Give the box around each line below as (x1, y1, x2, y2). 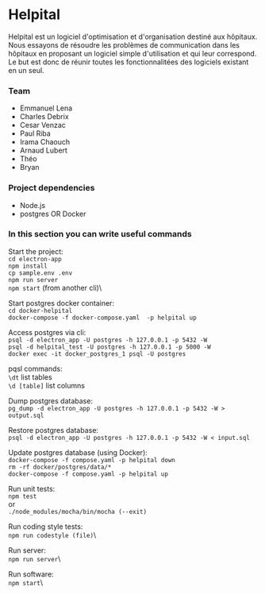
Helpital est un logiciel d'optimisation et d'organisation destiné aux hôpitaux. (8, 32, 258, 41)
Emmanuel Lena (19, 103, 73, 113)
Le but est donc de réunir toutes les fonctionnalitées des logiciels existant (8, 57, 249, 67)
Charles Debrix (19, 112, 69, 121)
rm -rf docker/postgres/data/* (8, 463, 112, 471)
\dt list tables (8, 372, 53, 382)
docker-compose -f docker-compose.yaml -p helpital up (8, 314, 197, 322)
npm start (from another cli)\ (8, 283, 102, 292)
